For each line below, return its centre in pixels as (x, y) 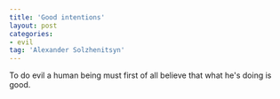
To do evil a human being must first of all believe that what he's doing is (140, 75)
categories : (31, 34)
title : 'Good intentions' (57, 17)
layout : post (33, 26)
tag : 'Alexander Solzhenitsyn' (67, 50)
